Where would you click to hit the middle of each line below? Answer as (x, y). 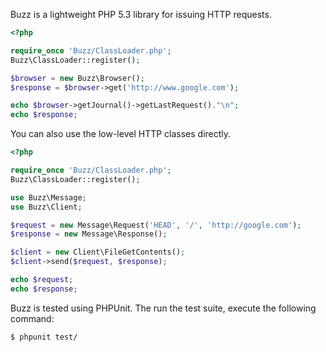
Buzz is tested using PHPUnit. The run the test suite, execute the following (163, 308)
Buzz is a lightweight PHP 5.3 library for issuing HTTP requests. (141, 14)
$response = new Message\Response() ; (89, 234)
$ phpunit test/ (44, 337)
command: (32, 318)
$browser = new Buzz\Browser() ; (77, 78)
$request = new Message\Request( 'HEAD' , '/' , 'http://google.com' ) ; (156, 225)
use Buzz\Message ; (48, 197)
